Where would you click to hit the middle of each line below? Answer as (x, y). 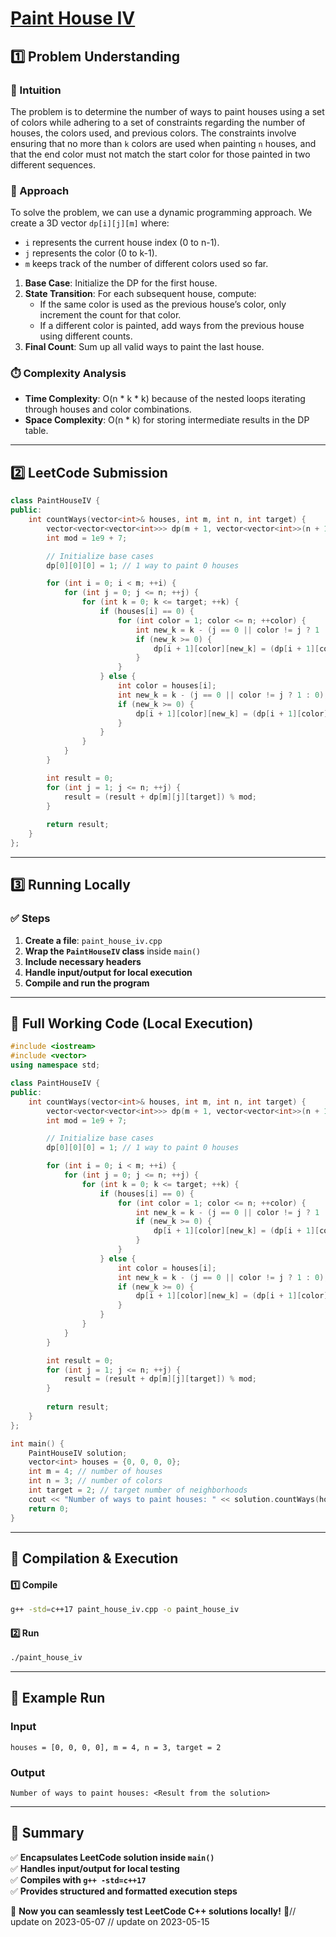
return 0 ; (49, 1508)
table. (36, 431)
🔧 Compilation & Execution (94, 1558)
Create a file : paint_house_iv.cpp (93, 940)
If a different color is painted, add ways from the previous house (172, 326)
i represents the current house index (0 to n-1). (122, 243)
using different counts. (86, 336)
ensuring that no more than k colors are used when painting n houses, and (163, 143)
